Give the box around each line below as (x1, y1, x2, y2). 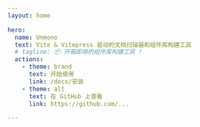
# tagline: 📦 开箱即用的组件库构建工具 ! (14, 48, 143, 56)
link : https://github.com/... (28, 100, 129, 108)
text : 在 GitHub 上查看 (28, 92, 103, 100)
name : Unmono (14, 33, 58, 41)
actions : (14, 56, 44, 63)
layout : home (7, 11, 51, 20)
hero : (7, 25, 25, 34)
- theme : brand (22, 63, 73, 71)
